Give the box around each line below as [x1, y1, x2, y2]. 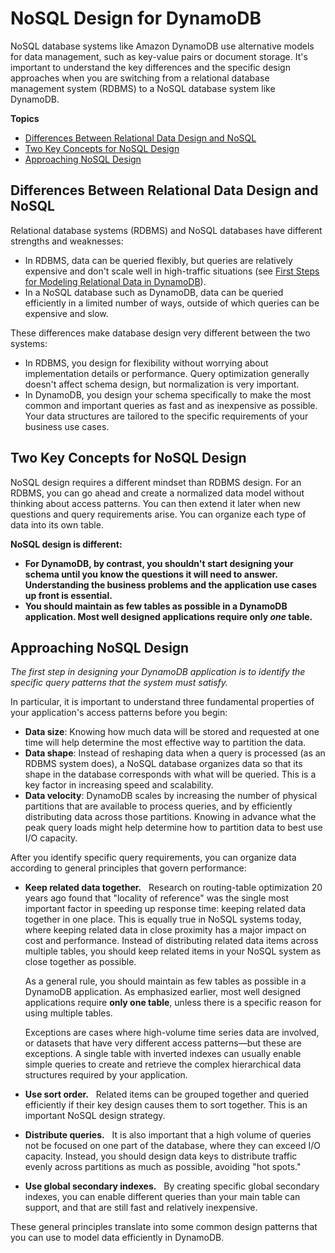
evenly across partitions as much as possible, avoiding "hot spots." [24, 1161, 302, 1173]
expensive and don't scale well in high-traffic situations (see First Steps [24, 265, 320, 277]
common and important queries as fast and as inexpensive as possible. [24, 399, 318, 411]
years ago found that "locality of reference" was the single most [24, 892, 290, 904]
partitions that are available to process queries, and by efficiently [24, 800, 293, 812]
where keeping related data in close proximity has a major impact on [24, 924, 307, 936]
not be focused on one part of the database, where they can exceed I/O [24, 1140, 321, 1152]
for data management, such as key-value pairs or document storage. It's [10, 50, 308, 62]
